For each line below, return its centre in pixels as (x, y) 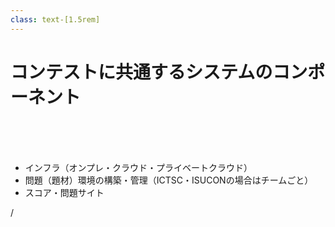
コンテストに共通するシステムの (141, 72)
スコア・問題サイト (64, 192)
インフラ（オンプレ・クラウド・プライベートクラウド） (138, 167)
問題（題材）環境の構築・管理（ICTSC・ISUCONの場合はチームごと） (169, 180)
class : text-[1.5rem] (55, 19)
